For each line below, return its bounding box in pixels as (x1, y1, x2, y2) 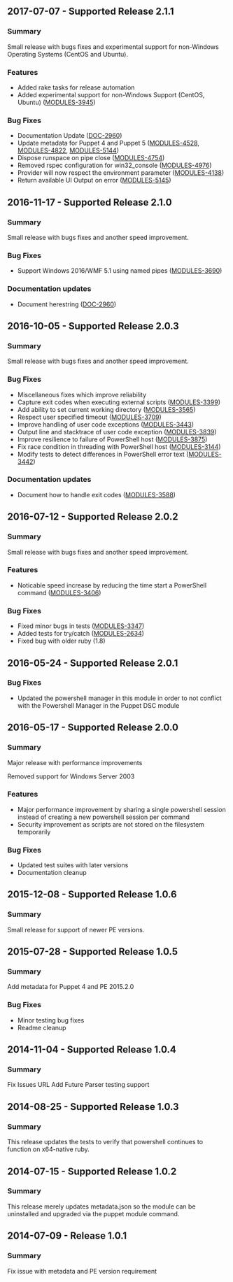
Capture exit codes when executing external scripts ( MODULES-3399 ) (17, 398, 220, 406)
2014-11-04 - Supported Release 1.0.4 (7, 1044, 176, 1055)
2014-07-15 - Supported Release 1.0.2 (7, 1165, 177, 1177)
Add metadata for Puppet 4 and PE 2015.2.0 (7, 983, 134, 991)
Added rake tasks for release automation (17, 83, 135, 92)
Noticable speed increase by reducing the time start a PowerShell (17, 581, 207, 590)
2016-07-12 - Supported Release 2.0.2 (7, 511, 178, 523)
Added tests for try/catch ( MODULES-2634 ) (17, 629, 145, 638)
